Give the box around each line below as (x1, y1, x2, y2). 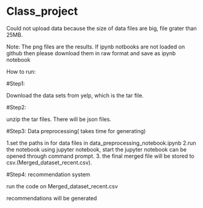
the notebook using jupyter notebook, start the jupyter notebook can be (6, 145, 187, 153)
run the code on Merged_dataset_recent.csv (6, 182, 118, 190)
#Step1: (6, 80, 26, 87)
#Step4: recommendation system (6, 171, 90, 178)
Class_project (6, 4, 78, 18)
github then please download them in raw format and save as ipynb (6, 49, 176, 56)
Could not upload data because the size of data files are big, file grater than (6, 25, 197, 32)
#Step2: (6, 103, 26, 111)
